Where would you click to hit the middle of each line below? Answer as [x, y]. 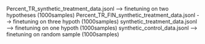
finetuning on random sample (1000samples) [63, 34]
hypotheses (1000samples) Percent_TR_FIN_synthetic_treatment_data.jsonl [101, 15]
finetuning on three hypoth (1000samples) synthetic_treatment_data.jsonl [105, 21]
